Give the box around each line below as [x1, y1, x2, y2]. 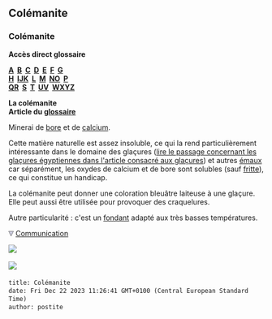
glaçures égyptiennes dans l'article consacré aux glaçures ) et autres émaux [8, 155, 262, 165]
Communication [15, 228, 69, 238]
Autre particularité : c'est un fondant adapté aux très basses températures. [8, 213, 258, 222]
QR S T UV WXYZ [8, 82, 76, 92]
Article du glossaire [8, 106, 76, 116]
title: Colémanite [8, 278, 71, 287]
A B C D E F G [8, 65, 63, 75]
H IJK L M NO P [8, 73, 69, 84]
